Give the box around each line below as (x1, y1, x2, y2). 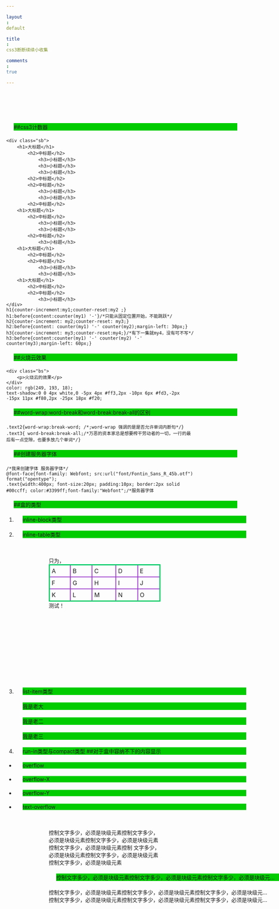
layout (6, 14, 23, 20)
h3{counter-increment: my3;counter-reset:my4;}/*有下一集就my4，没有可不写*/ (6, 330, 194, 336)
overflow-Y (22, 789, 50, 797)
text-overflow (22, 803, 56, 810)
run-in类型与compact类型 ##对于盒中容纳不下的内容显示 (22, 748, 162, 755)
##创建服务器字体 (14, 451, 57, 457)
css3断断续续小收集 (6, 47, 48, 53)
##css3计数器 (14, 124, 48, 130)
